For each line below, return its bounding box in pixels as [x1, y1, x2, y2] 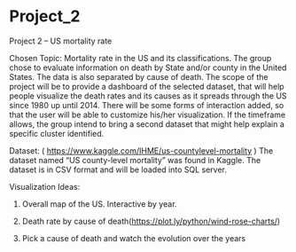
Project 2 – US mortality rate [9, 35, 113, 46]
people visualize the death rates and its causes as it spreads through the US [9, 91, 287, 101]
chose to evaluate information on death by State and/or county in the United [9, 62, 287, 73]
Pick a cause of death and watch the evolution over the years [21, 232, 246, 243]
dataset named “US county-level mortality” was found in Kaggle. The [9, 154, 261, 165]
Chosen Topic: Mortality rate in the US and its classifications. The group [9, 52, 272, 63]
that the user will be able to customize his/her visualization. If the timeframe [9, 109, 286, 120]
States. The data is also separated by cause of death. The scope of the [9, 71, 269, 82]
